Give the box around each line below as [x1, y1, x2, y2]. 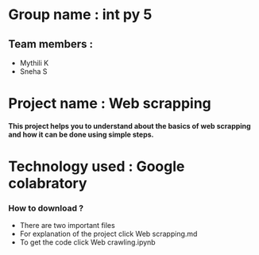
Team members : [8, 37, 94, 51]
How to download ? [8, 203, 84, 214]
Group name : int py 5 [8, 6, 153, 24]
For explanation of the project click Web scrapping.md [19, 229, 198, 239]
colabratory [8, 174, 87, 192]
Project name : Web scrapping [8, 95, 212, 113]
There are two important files [19, 221, 115, 230]
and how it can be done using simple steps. [8, 129, 154, 139]
